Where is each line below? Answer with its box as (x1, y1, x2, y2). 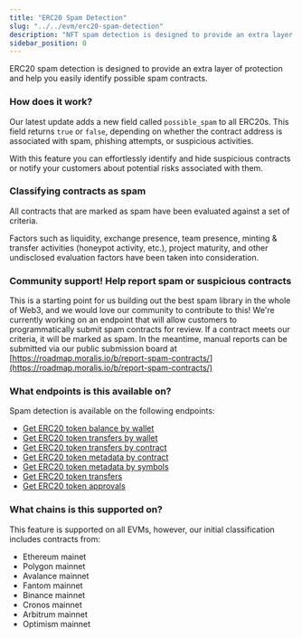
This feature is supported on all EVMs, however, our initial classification (9, 524, 276, 535)
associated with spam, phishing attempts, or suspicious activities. (9, 135, 254, 146)
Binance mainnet (22, 589, 86, 600)
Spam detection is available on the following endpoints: (9, 405, 215, 416)
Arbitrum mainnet (22, 608, 89, 620)
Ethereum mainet (22, 551, 87, 562)
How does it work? (9, 96, 93, 109)
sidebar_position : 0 (9, 38, 88, 48)
